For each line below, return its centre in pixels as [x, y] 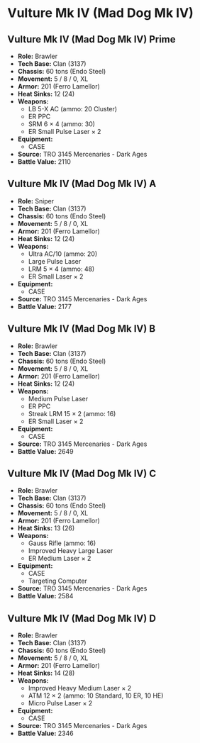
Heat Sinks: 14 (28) [46, 673]
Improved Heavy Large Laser [71, 551]
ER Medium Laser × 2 [60, 559]
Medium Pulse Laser [58, 398]
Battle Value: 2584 [45, 596]
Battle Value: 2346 [45, 733]
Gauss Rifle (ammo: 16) [62, 543]
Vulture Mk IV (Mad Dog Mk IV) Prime [91, 39]
